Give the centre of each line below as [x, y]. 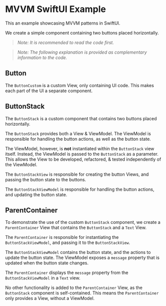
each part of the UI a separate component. [49, 91]
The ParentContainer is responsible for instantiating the [62, 237]
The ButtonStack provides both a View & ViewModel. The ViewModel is [78, 133]
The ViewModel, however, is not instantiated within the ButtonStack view [80, 148]
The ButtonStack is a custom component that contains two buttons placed [81, 118]
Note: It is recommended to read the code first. [66, 42]
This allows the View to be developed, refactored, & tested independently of [83, 159]
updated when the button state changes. [47, 263]
